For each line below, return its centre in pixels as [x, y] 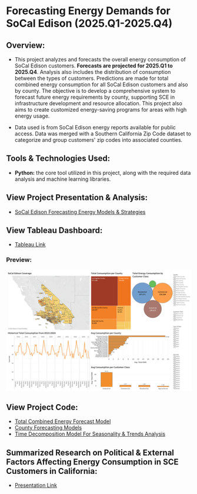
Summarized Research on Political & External [90, 452]
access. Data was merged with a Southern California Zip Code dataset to [103, 134]
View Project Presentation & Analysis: [77, 198]
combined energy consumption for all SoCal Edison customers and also [101, 84]
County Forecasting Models [48, 428]
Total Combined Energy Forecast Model [63, 421]
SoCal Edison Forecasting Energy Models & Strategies [80, 212]
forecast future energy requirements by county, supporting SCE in [95, 97]
